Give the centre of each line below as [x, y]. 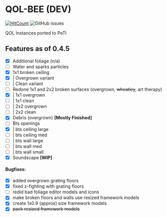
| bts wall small [28, 152]
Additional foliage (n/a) [36, 61]
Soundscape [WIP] [32, 158]
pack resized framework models [46, 209]
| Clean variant [28, 84]
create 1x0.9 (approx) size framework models [60, 203]
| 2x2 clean [24, 112]
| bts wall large [28, 140]
